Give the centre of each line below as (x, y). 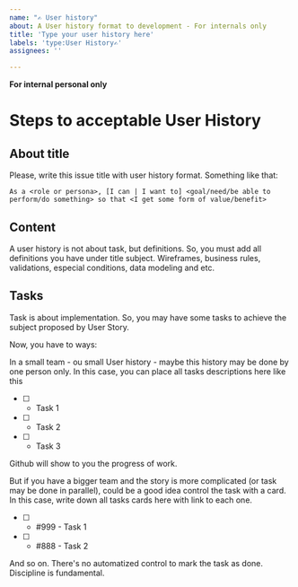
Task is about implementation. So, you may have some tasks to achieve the (148, 317)
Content (33, 227)
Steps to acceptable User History (136, 121)
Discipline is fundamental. (57, 573)
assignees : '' (36, 51)
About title (39, 153)
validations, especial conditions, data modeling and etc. (112, 267)
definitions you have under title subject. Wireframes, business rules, (135, 258)
